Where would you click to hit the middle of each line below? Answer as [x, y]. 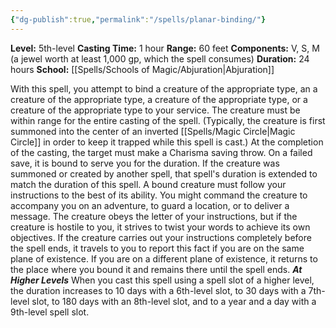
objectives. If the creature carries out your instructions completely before [161, 237]
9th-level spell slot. [50, 312]
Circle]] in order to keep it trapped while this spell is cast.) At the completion [167, 142]
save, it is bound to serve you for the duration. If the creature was [145, 163]
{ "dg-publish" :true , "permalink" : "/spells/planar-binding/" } [138, 19]
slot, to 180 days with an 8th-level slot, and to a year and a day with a [174, 301]
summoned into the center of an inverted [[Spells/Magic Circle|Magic [153, 131]
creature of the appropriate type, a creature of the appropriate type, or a [159, 99]
